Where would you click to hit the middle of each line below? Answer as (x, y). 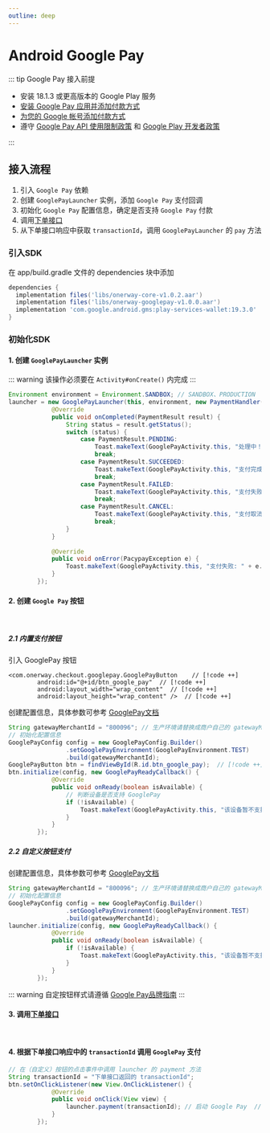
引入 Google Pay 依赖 (54, 190)
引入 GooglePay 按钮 (43, 661)
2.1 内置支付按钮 (35, 638)
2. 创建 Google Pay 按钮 (46, 600)
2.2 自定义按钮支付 (39, 851)
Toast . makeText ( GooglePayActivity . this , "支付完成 (178, 469)
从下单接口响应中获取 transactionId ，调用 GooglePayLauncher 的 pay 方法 (141, 231)
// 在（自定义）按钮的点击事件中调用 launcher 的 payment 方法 (105, 1070)
